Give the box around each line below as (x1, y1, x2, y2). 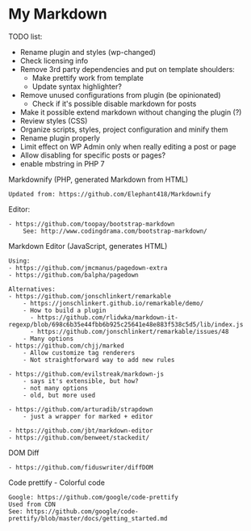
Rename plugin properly (19, 133, 101, 142)
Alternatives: (8, 284, 56, 293)
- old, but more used (23, 391, 95, 399)
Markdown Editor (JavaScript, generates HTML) (8, 241, 168, 251)
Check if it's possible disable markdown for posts (31, 99, 197, 108)
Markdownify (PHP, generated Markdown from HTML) (8, 175, 189, 184)
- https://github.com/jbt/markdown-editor (8, 426, 153, 435)
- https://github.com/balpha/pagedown (8, 271, 139, 279)
